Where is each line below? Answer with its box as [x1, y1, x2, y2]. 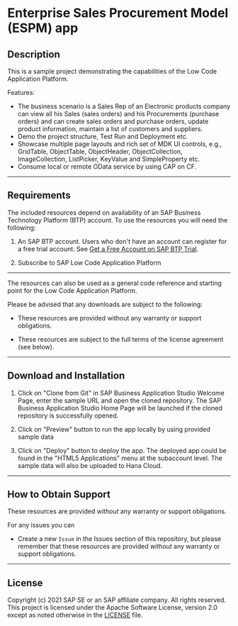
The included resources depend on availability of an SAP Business [7, 208, 201, 217]
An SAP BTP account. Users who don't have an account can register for [17, 237, 227, 245]
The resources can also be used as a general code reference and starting [7, 279, 222, 287]
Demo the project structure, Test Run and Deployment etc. [17, 133, 188, 140]
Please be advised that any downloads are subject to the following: [7, 300, 203, 308]
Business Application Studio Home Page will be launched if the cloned [17, 403, 223, 412]
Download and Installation [7, 370, 125, 382]
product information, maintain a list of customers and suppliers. [17, 125, 203, 133]
